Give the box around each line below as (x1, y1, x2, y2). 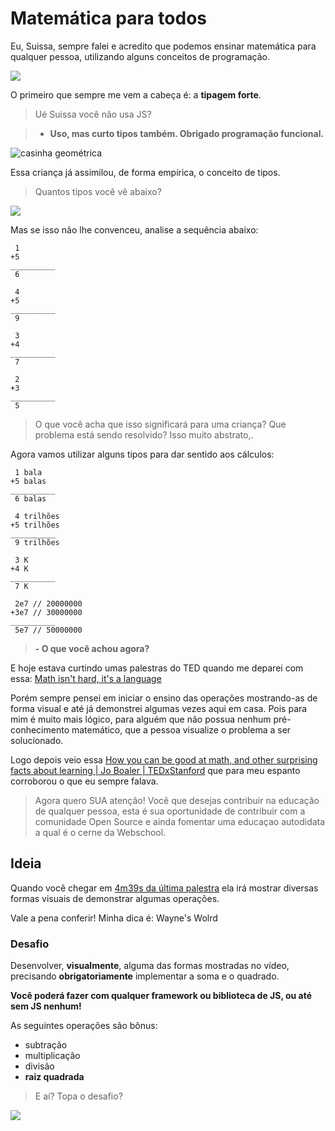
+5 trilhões (10, 520, 60, 530)
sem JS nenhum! (10, 1000, 82, 1012)
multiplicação (24, 1050, 81, 1062)
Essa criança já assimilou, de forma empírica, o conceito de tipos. (10, 166, 281, 178)
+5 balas (10, 476, 47, 486)
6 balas (14, 493, 47, 504)
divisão (24, 1060, 55, 1072)
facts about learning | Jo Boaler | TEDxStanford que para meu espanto (10, 764, 301, 776)
